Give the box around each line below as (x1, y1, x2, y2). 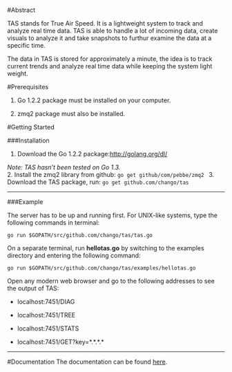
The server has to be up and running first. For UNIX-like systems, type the (7, 211, 217, 219)
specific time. (7, 41, 46, 49)
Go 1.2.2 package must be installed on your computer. (17, 96, 171, 104)
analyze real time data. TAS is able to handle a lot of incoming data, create (7, 27, 218, 35)
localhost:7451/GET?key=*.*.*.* (17, 338, 105, 346)
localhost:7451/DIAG (17, 297, 75, 306)
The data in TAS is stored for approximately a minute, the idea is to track (7, 55, 213, 63)
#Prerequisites (7, 83, 49, 91)
